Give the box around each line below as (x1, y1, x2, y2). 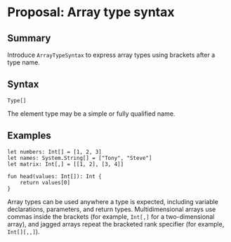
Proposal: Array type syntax (7, 4, 175, 20)
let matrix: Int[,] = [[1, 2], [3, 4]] (7, 161, 124, 168)
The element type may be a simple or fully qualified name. (7, 109, 176, 118)
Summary (7, 32, 51, 44)
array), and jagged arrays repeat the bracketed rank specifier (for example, (7, 220, 225, 228)
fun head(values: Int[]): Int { (7, 173, 102, 180)
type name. (7, 58, 40, 67)
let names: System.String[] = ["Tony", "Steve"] (7, 154, 152, 161)
